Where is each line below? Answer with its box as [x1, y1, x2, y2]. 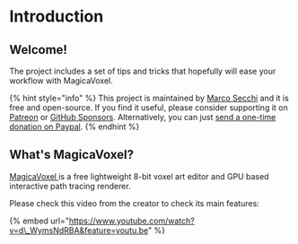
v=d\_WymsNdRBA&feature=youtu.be [9, 224, 149, 235]
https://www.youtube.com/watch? [68, 215, 195, 226]
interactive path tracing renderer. [9, 180, 132, 191]
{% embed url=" [9, 215, 70, 226]
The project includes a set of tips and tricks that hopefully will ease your [9, 65, 276, 76]
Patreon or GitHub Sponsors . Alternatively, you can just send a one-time [9, 112, 276, 122]
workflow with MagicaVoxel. [9, 75, 114, 86]
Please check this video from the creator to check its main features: [9, 197, 260, 208]
